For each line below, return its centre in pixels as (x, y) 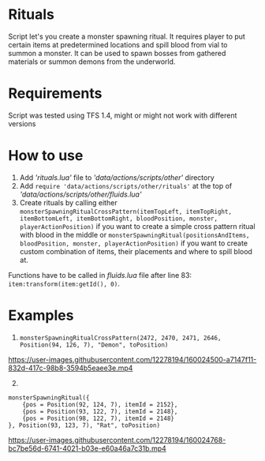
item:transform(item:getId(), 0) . (64, 283)
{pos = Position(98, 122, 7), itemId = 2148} (99, 418)
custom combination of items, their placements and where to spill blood (136, 251)
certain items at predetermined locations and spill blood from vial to (118, 44)
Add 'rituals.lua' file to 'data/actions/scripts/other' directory (117, 177)
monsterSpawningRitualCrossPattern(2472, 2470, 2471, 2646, (120, 338)
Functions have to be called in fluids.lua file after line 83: (100, 275)
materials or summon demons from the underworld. (92, 62)
